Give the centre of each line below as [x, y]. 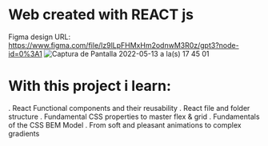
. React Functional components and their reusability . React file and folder [129, 108]
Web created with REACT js [101, 15]
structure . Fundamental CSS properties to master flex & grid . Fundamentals [134, 116]
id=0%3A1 [25, 53]
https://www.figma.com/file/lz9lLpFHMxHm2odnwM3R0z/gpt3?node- [124, 45]
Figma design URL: [39, 37]
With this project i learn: [90, 86]
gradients [24, 133]
